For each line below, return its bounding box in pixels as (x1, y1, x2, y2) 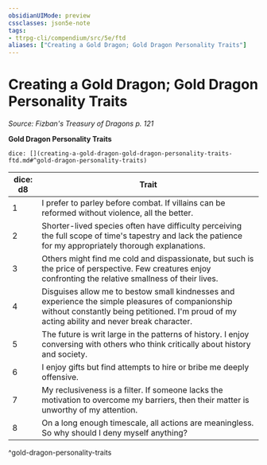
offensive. (41, 372, 79, 383)
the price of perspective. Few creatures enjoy (41, 264, 211, 275)
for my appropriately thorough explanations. (41, 240, 206, 252)
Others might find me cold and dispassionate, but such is (41, 253, 254, 264)
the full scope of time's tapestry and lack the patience (41, 230, 243, 241)
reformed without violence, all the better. (41, 208, 194, 219)
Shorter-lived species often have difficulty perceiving (41, 221, 242, 232)
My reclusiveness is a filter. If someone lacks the (41, 385, 223, 396)
